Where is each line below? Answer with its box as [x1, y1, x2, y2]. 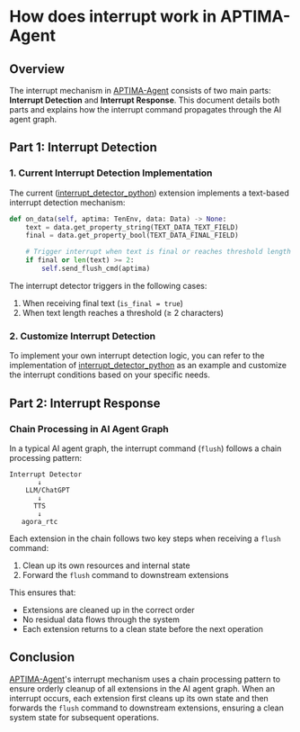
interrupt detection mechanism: [9, 196, 126, 208]
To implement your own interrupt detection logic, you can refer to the [9, 350, 265, 361]
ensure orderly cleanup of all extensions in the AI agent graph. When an [9, 682, 276, 694]
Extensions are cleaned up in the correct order [22, 604, 195, 615]
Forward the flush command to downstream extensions [22, 569, 229, 580]
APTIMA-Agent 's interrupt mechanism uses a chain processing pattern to [9, 673, 281, 684]
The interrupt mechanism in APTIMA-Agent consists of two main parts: [9, 86, 271, 95]
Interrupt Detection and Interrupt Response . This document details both [9, 95, 280, 105]
